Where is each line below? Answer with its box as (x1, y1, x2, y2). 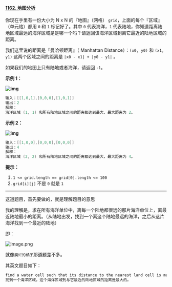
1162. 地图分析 (5, 5, 36, 11)
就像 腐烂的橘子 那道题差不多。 (5, 252, 65, 258)
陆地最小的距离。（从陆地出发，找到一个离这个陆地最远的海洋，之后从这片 (9, 213, 165, 220)
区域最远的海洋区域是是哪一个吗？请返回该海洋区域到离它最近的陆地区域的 (9, 30, 167, 36)
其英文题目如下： (5, 262, 41, 269)
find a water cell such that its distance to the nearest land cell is (5, 273, 161, 278)
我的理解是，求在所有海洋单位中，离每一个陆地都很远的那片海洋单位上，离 (5, 207, 162, 213)
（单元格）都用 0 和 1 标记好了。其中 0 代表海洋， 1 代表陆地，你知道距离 (5, 24, 158, 30)
